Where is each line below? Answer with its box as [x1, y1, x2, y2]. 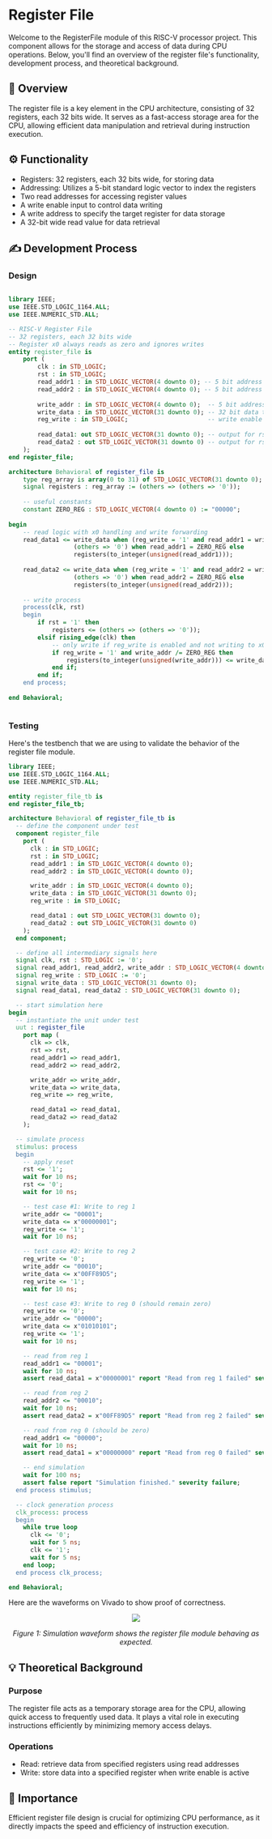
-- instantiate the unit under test [15, 1016, 139, 1024]
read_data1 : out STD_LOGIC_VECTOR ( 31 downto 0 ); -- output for [37, 431, 255, 439]
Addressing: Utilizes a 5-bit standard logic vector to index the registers [19, 182, 257, 192]
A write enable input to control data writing [19, 200, 164, 210]
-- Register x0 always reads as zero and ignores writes [8, 340, 205, 348]
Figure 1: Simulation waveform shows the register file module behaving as [12, 1628, 260, 1638]
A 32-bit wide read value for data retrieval [19, 217, 160, 227]
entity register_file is [8, 348, 92, 356]
